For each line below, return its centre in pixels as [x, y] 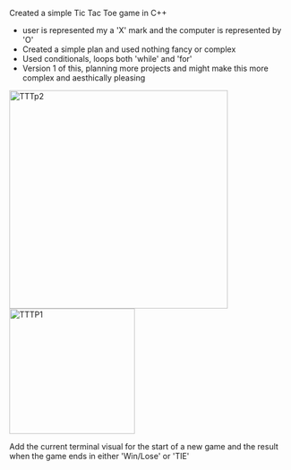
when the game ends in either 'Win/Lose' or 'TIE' [99, 456]
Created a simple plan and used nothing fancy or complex [129, 49]
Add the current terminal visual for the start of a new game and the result [144, 446]
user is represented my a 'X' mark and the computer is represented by [152, 30]
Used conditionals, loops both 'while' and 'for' [107, 59]
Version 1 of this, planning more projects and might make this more [145, 68]
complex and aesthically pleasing [84, 78]
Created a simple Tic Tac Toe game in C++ [88, 13]
